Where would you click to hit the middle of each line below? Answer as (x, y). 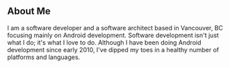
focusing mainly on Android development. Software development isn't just (113, 35)
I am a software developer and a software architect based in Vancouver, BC (115, 27)
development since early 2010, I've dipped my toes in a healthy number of (113, 49)
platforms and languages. (44, 57)
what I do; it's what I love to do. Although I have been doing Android (104, 42)
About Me (29, 11)
